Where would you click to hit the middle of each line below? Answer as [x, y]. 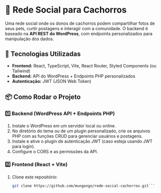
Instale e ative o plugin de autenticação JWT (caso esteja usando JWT [82, 141]
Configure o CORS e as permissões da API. [55, 152]
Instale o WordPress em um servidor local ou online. [64, 126]
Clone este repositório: [35, 177]
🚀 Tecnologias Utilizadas [43, 54]
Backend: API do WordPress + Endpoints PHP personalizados [73, 76]
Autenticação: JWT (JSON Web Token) [52, 81]
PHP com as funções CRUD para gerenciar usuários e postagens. [77, 136]
